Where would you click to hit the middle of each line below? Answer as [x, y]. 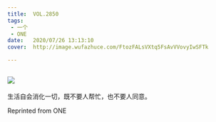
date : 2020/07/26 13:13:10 [51, 41]
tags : [15, 21]
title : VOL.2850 [33, 14]
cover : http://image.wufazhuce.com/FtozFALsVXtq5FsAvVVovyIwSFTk [108, 47]
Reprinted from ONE [37, 111]
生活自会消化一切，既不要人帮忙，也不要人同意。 [79, 96]
